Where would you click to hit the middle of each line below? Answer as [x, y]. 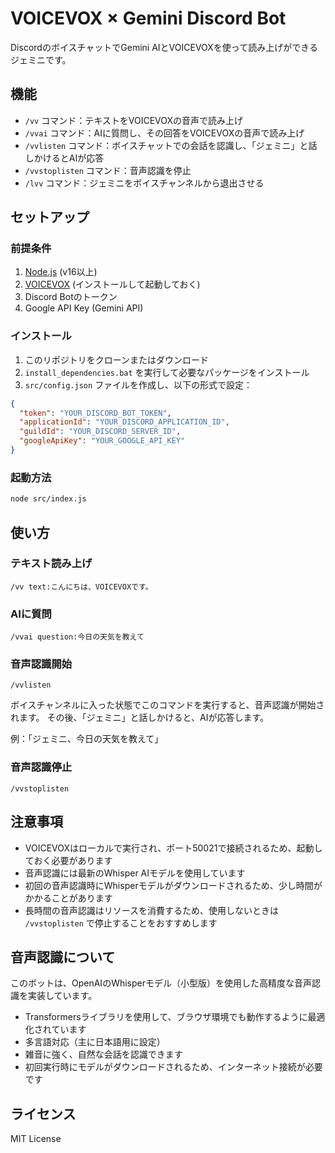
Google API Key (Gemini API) [84, 308]
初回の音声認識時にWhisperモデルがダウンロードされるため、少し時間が [173, 885]
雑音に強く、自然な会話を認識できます [103, 1054]
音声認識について [63, 957]
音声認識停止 [41, 767]
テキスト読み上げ [51, 564]
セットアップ [50, 217]
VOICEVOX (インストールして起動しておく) [112, 284]
